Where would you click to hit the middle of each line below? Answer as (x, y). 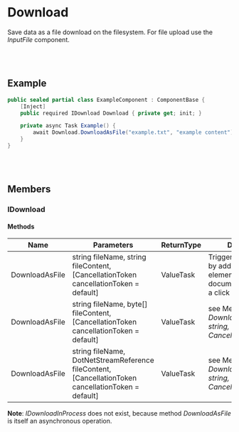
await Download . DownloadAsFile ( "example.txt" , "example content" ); (135, 132)
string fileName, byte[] (110, 305)
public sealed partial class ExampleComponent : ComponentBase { (106, 100)
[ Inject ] (33, 106)
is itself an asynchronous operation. (60, 421)
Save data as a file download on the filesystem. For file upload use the (110, 32)
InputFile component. (38, 39)
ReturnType (181, 245)
